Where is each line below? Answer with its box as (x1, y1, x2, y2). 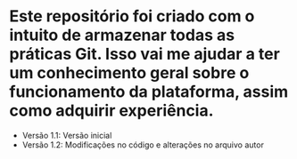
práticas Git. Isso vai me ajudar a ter (9, 44, 281, 64)
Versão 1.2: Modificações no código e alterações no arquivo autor (21, 139, 265, 150)
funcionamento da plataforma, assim (9, 82, 289, 102)
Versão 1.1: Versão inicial (21, 130, 112, 140)
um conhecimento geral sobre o (9, 63, 250, 83)
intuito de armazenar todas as (9, 25, 235, 45)
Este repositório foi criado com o (9, 6, 255, 27)
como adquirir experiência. (9, 100, 214, 121)
